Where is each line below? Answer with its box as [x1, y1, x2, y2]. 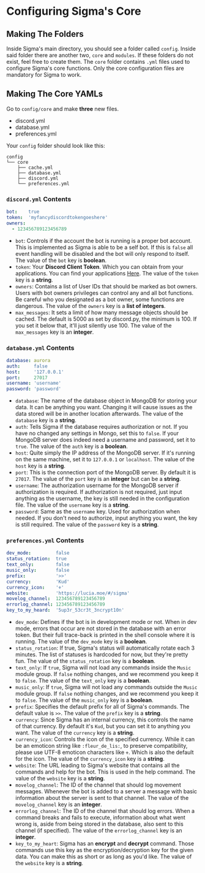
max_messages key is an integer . [15, 328, 94, 336]
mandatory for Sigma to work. [6, 71, 81, 78]
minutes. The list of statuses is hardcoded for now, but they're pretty [15, 651, 188, 658]
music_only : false [6, 567, 70, 574]
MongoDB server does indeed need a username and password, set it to [15, 436, 196, 444]
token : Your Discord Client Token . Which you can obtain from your [15, 263, 184, 271]
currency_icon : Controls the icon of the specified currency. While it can [15, 736, 195, 743]
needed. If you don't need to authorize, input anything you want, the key [15, 514, 198, 522]
